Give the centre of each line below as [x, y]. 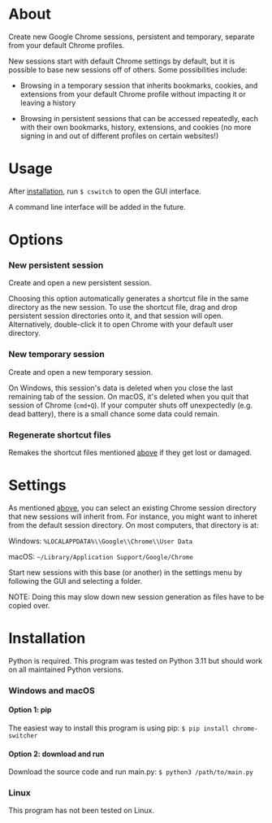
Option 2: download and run [56, 754]
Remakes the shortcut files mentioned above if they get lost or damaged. [130, 452]
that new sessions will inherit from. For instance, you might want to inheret [133, 516]
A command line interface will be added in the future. [97, 207]
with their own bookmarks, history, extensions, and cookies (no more [136, 127]
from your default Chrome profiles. [67, 45]
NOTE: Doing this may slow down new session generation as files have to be [136, 597]
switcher [23, 736]
